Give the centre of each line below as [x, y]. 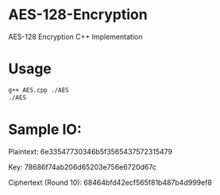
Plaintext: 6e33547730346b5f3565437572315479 [91, 151]
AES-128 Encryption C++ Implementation [75, 37]
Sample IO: [45, 129]
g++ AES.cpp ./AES [39, 90]
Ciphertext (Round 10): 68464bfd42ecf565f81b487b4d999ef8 [110, 182]
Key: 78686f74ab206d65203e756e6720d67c [82, 167]
